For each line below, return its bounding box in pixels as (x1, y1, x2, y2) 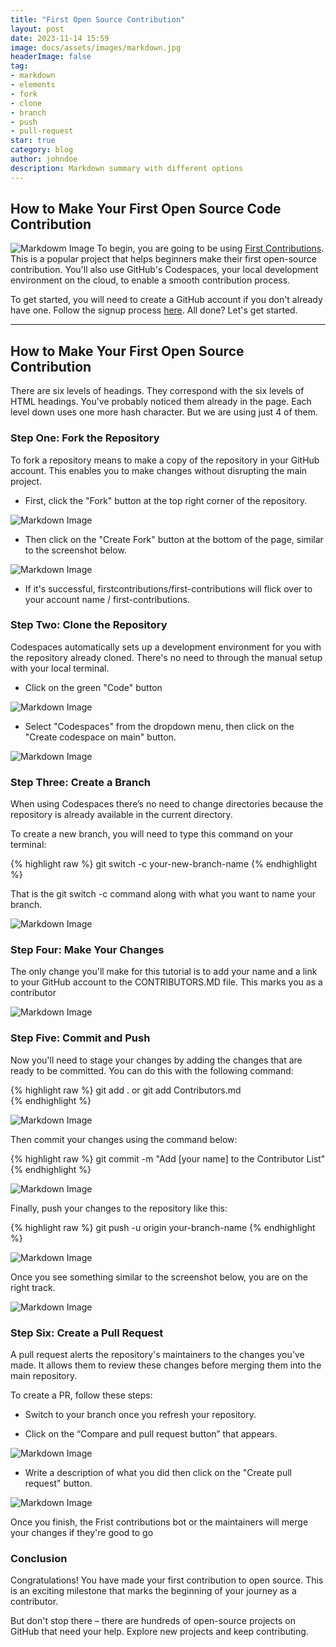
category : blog (10, 145, 74, 155)
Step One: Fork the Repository (10, 431, 160, 445)
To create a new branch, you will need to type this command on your (10, 828, 293, 840)
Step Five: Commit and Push (10, 1031, 151, 1045)
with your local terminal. (10, 662, 110, 674)
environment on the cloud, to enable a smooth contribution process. (10, 274, 291, 286)
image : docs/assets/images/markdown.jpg (10, 42, 182, 53)
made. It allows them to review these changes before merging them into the (10, 1359, 322, 1371)
